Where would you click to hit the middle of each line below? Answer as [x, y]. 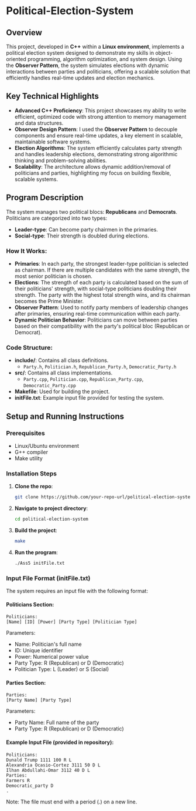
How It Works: [27, 251]
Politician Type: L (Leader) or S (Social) [62, 669]
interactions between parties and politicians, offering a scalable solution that [98, 71]
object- [164, 53]
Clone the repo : [34, 487]
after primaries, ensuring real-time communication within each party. [97, 313]
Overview [24, 33]
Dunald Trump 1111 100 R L [39, 760]
